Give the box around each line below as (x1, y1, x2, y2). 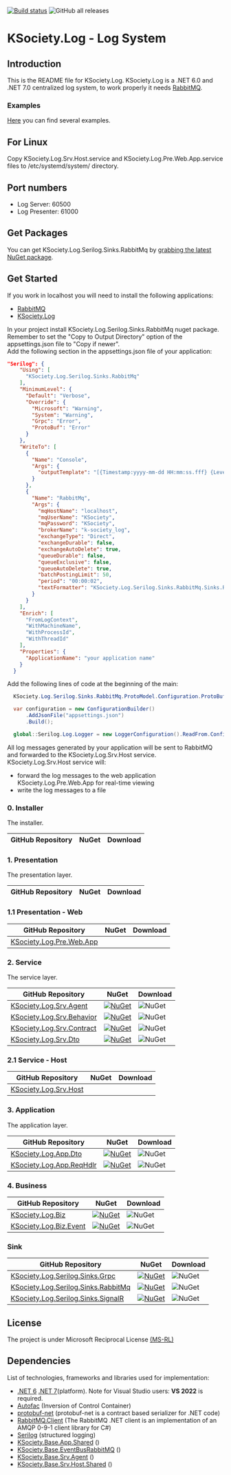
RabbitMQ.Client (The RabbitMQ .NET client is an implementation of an (16, 1416, 217, 1424)
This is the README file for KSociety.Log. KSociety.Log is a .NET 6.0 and (7, 76, 213, 84)
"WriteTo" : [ (19, 443, 57, 450)
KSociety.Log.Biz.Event (10, 1221, 86, 1231)
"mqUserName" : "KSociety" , (37, 513, 115, 521)
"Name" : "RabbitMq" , (32, 494, 91, 502)
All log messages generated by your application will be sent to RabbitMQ (7, 743, 213, 752)
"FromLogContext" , (25, 616, 78, 623)
